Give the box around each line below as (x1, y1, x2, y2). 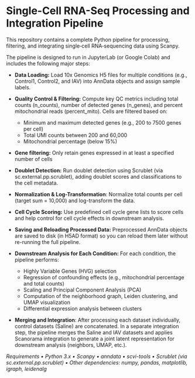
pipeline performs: (14, 256, 60, 263)
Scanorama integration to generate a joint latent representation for (14, 335, 175, 342)
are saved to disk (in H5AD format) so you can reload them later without (14, 232, 189, 239)
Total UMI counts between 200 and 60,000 (23, 131, 128, 139)
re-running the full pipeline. (14, 238, 81, 245)
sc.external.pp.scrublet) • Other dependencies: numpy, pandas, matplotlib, (6, 359, 188, 366)
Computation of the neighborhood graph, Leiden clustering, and (23, 292, 178, 299)
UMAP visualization (23, 299, 70, 306)
